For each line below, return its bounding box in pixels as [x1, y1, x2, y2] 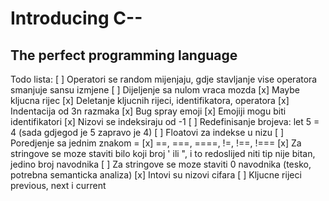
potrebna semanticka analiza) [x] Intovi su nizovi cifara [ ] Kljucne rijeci [10, 169, 302, 181]
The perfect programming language [10, 47, 238, 64]
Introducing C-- [10, 7, 143, 30]
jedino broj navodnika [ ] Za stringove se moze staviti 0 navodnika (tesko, [10, 158, 312, 170]
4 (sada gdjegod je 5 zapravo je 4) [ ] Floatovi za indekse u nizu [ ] [10, 127, 285, 138]
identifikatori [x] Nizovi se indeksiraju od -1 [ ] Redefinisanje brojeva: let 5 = [10, 116, 320, 127]
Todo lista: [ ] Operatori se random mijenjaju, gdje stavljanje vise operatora [10, 73, 318, 85]
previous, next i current [10, 180, 107, 191]
